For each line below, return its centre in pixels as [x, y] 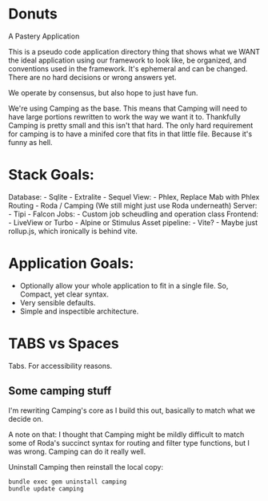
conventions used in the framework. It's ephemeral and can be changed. [128, 68]
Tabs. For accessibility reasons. [60, 366]
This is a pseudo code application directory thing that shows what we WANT [134, 51]
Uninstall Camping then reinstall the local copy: [86, 467]
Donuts [33, 14]
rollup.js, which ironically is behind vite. [73, 231]
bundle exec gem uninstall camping [68, 482]
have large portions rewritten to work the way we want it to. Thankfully [125, 116]
